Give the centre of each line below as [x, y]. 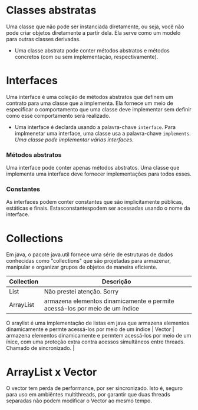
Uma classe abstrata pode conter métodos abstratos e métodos [92, 50]
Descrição [117, 282]
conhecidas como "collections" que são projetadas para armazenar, [89, 261]
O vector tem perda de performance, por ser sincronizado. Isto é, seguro [94, 388]
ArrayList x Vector [52, 372]
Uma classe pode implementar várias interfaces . [74, 140]
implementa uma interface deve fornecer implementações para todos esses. [99, 174]
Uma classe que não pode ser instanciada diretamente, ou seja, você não [95, 27]
